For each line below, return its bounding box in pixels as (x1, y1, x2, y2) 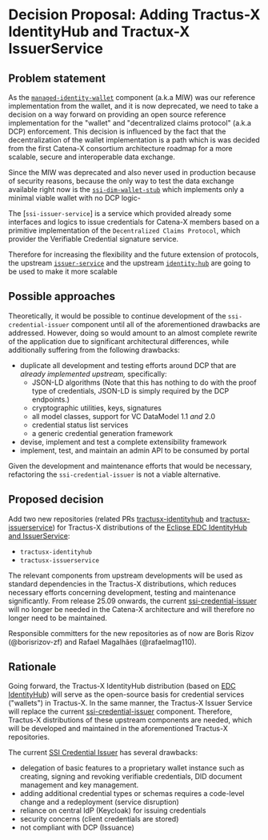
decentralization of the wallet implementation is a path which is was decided (8, 135, 260, 145)
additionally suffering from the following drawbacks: (8, 345, 180, 354)
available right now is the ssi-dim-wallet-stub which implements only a (8, 185, 245, 194)
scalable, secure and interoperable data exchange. (8, 152, 176, 162)
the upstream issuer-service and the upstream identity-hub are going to (8, 258, 251, 267)
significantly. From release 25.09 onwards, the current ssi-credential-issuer (8, 596, 258, 606)
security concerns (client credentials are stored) (19, 814, 179, 824)
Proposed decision (8, 493, 104, 506)
